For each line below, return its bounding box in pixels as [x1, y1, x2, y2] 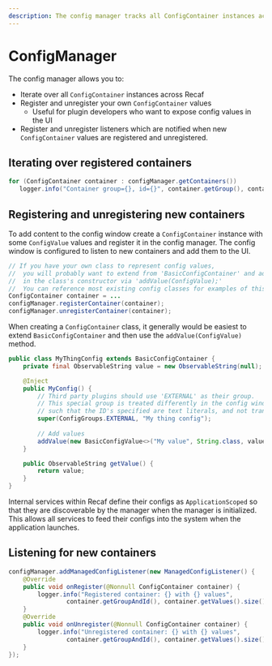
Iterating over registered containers [8, 156, 193, 170]
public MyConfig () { [23, 385, 92, 393]
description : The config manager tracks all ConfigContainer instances [8, 11, 255, 20]
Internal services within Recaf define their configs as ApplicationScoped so [8, 496, 257, 507]
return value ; [37, 467, 85, 475]
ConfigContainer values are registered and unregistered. [19, 132, 208, 142]
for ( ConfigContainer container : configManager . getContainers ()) [8, 178, 237, 186]
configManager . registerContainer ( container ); [8, 299, 164, 308]
